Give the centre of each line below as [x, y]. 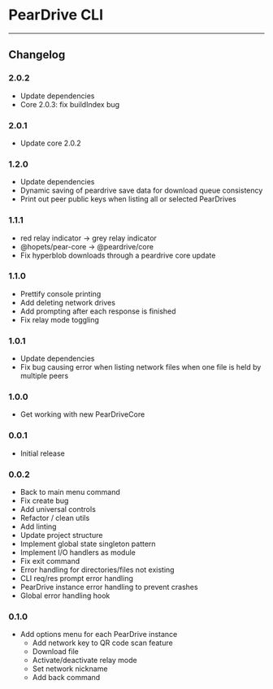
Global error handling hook [65, 596]
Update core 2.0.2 [50, 143]
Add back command [66, 678]
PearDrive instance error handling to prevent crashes [109, 587]
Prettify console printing [61, 293]
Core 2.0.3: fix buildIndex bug [70, 104]
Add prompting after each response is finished [98, 311]
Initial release [42, 453]
